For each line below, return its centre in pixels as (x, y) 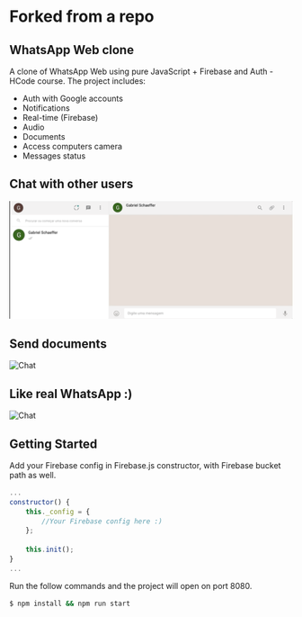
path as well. (33, 475)
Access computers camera (72, 146)
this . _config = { (58, 512)
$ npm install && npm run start (70, 603)
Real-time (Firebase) (60, 118)
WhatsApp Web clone (72, 50)
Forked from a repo (82, 17)
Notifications (46, 108)
